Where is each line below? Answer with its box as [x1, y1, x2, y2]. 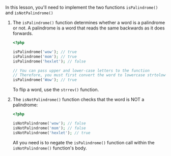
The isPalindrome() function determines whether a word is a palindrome [12, 20, 165, 25]
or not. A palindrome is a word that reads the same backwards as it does [12, 25, 165, 31]
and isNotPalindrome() [5, 10, 53, 16]
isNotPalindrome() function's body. [12, 145, 88, 151]
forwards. [12, 30, 33, 36]
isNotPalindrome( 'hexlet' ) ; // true [12, 130, 91, 135]
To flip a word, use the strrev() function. [12, 86, 99, 93]
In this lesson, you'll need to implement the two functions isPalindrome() [5, 5, 158, 10]
